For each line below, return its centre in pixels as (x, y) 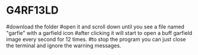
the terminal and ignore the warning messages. (64, 46)
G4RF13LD (32, 10)
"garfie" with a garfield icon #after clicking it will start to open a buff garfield (99, 33)
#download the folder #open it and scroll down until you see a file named (95, 27)
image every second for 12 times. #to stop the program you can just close (96, 39)
